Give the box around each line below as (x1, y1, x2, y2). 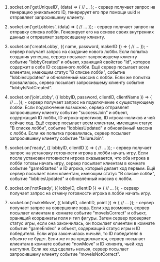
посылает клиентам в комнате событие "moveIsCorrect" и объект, (9, 210, 147, 215)
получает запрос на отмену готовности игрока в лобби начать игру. (9, 190, 151, 196)
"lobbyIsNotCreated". (9, 85, 52, 90)
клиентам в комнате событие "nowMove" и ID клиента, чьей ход (9, 241, 143, 246)
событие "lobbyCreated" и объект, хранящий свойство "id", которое (9, 59, 150, 65)
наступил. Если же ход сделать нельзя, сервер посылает (9, 246, 129, 252)
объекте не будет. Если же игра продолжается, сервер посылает (9, 236, 145, 242)
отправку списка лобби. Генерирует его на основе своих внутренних (9, 29, 154, 34)
